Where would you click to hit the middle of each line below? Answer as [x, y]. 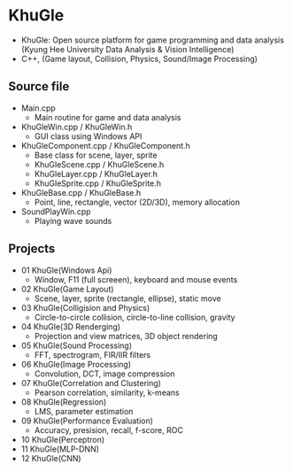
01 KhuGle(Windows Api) [66, 270]
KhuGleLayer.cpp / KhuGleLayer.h [96, 174]
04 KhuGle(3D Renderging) [71, 326]
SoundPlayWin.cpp [56, 211]
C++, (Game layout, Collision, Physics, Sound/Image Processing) [139, 58]
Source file [39, 86]
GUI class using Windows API [88, 136]
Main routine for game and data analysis [108, 117]
